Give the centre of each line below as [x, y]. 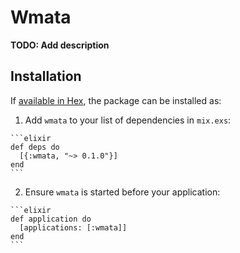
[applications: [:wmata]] [73, 227]
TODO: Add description [60, 45]
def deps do [35, 147]
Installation [46, 76]
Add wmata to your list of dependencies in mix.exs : [128, 120]
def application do [51, 219]
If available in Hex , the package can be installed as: [116, 100]
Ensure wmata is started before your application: [122, 192]
